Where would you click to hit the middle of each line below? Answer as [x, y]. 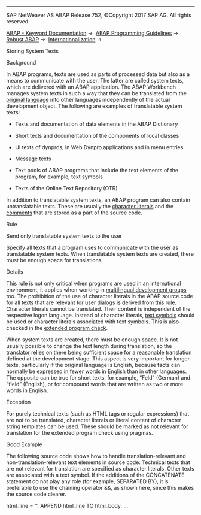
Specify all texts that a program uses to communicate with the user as [92, 247]
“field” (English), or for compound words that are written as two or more [95, 384]
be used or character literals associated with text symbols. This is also [93, 322]
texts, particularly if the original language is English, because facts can [93, 365]
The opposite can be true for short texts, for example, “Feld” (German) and [98, 378]
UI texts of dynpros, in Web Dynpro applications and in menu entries [99, 147]
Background [21, 63]
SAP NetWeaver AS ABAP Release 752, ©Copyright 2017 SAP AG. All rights [99, 15]
